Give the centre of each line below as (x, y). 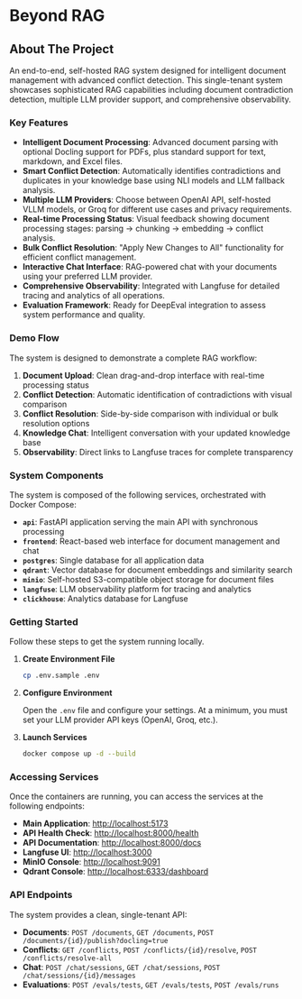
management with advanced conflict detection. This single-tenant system (146, 80)
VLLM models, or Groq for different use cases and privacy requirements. (157, 209)
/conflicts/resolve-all (67, 958)
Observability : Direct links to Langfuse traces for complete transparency (158, 452)
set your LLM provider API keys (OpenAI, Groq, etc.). (120, 720)
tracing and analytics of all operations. (93, 296)
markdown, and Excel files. (73, 161)
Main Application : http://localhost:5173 (95, 824)
